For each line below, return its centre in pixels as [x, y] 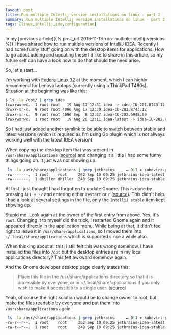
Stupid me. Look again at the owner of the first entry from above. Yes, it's [82, 215]
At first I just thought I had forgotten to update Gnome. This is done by [79, 189]
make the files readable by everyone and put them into [63, 303]
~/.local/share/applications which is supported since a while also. [77, 237]
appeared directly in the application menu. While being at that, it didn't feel [83, 226]
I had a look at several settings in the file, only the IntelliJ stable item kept [85, 200]
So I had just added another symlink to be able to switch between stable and [85, 129]
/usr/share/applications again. [39, 309]
